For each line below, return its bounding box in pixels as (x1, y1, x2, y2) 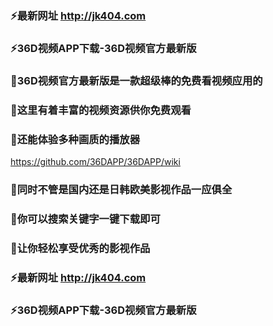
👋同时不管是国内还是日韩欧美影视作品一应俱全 (10, 182, 233, 196)
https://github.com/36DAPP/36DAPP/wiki (10, 155, 181, 167)
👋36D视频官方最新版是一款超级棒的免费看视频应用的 (10, 73, 263, 87)
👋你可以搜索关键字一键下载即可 (10, 212, 161, 226)
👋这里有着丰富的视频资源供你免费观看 (10, 103, 192, 117)
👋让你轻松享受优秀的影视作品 (10, 241, 151, 255)
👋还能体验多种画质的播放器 (10, 132, 141, 146)
